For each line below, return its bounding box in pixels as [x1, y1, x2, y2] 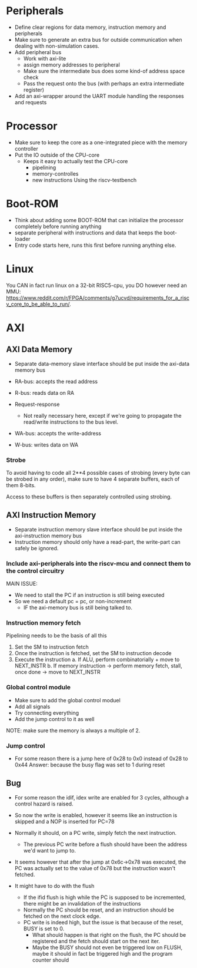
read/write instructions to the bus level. [23, 418, 119, 425]
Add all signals [14, 703, 51, 710]
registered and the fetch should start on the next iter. [32, 937, 161, 944]
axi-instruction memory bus [14, 532, 82, 539]
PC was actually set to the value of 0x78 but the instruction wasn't [14, 864, 176, 871]
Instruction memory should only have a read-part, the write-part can [14, 538, 181, 546]
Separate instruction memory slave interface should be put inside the [14, 526, 182, 533]
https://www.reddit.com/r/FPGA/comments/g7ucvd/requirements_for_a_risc [6, 294, 190, 301]
